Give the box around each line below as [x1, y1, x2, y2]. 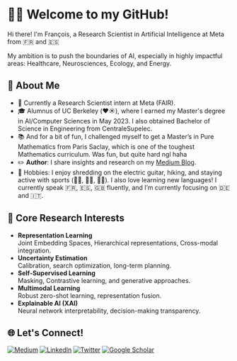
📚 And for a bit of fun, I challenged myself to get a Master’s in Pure [17, 132, 214, 140]
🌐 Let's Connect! [7, 326, 83, 339]
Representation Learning [17, 231, 93, 240]
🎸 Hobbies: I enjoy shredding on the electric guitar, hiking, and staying [17, 168, 223, 177]
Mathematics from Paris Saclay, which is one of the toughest [17, 142, 195, 151]
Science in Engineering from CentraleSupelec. [17, 124, 153, 133]
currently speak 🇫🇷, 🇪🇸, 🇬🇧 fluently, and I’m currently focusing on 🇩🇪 [17, 183, 230, 191]
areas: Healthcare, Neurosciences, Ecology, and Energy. [7, 59, 172, 67]
